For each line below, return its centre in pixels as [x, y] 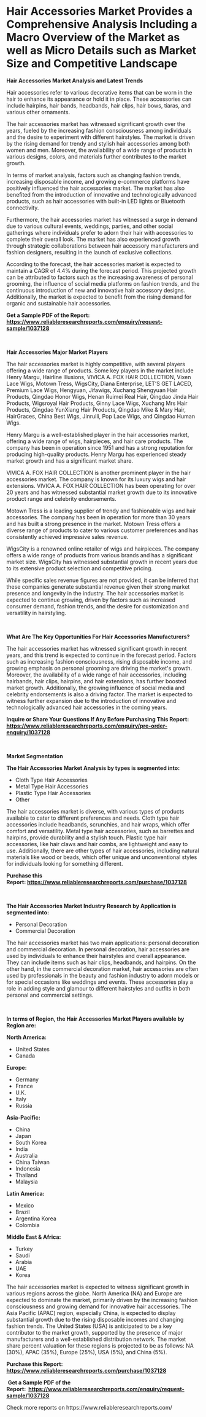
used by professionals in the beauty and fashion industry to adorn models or [103, 975]
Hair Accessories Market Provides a [100, 11]
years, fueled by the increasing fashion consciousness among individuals [99, 130]
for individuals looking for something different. [65, 863]
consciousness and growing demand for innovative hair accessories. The [99, 1306]
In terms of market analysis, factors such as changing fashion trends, [94, 175]
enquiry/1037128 [29, 732]
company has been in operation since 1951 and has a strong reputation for [100, 447]
